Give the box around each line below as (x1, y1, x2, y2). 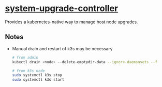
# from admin (12, 55, 39, 60)
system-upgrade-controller (5, 3, 118, 14)
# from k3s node (12, 68, 45, 73)
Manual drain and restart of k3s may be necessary (12, 45, 113, 51)
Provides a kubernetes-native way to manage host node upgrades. (5, 19, 138, 25)
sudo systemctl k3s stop (12, 73, 62, 78)
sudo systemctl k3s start (12, 77, 64, 82)
